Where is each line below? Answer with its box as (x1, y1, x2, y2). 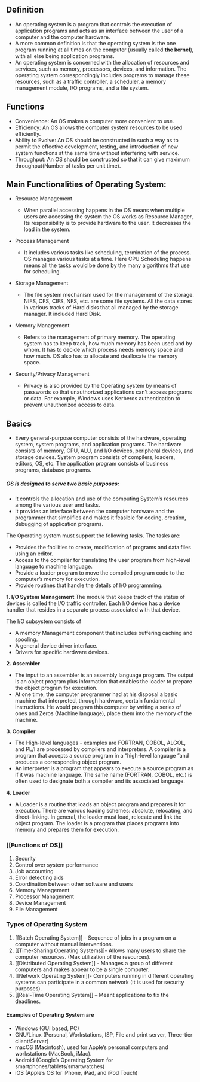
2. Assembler (6, 660, 41, 667)
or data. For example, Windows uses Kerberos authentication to (23, 395, 181, 402)
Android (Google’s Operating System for (14, 1056, 113, 1064)
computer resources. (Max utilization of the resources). (14, 953, 151, 960)
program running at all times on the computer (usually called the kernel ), (14, 46, 194, 53)
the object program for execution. (14, 685, 98, 692)
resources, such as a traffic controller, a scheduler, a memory (14, 78, 166, 85)
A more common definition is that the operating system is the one (14, 39, 176, 47)
